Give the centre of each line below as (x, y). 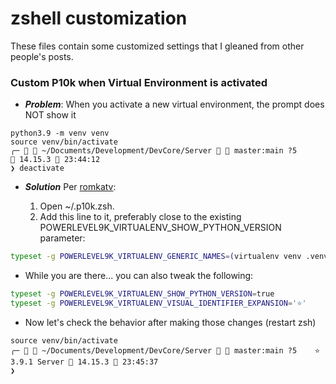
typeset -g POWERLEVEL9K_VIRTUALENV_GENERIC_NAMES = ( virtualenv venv (156, 257)
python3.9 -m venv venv (60, 133)
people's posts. (42, 56)
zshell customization (99, 18)
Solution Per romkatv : (70, 187)
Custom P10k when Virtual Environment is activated (139, 82)
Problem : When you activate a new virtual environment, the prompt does (174, 104)
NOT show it (50, 115)
